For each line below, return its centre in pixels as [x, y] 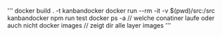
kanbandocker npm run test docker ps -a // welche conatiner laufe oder [111, 18]
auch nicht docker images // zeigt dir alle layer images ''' [89, 25]
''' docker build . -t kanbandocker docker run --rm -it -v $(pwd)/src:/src [111, 11]
